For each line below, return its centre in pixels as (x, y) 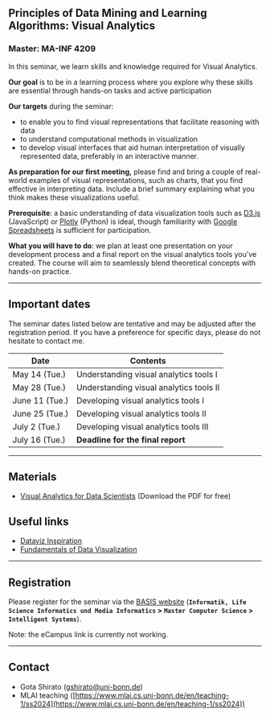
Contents (148, 360)
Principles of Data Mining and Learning (108, 13)
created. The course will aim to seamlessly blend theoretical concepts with (132, 263)
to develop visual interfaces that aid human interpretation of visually (132, 147)
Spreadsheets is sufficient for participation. (80, 230)
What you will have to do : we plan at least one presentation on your (121, 246)
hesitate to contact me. (47, 341)
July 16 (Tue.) (39, 440)
